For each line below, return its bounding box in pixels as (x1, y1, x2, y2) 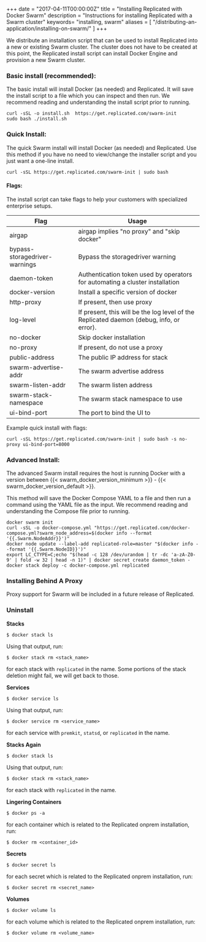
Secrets (6, 850, 27, 857)
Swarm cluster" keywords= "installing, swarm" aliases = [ (6, 18, 151, 25)
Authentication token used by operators (78, 270, 193, 278)
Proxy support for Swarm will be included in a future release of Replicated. (6, 591, 195, 598)
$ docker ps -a (6, 810, 45, 816)
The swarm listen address (78, 380, 153, 389)
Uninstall (6, 606, 34, 614)
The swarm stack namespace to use (78, 394, 183, 403)
